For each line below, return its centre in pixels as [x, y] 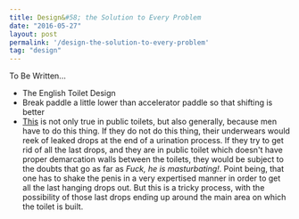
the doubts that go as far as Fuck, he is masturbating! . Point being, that [153, 169]
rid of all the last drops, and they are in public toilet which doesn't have [153, 150]
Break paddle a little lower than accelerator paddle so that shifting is [147, 102]
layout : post [33, 34]
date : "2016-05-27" [46, 26]
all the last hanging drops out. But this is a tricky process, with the [143, 188]
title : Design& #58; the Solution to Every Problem [105, 17]
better [33, 112]
